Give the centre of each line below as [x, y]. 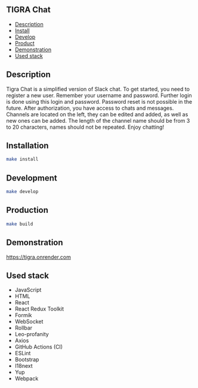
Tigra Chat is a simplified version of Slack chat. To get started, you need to [98, 89]
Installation [27, 146]
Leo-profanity [32, 334]
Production [27, 210]
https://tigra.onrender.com [39, 257]
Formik [23, 315]
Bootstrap [27, 359]
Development [32, 178]
